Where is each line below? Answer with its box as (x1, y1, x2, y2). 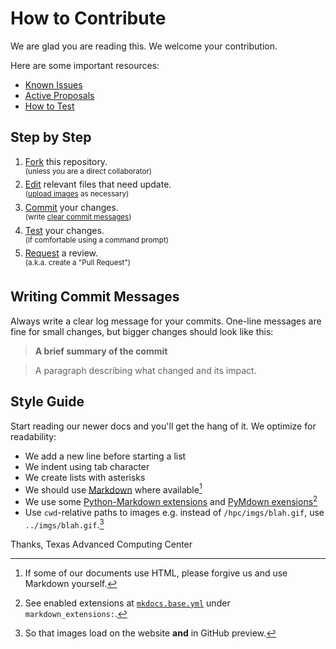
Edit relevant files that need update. (24, 178, 172, 191)
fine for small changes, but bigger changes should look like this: (10, 325, 274, 337)
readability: (10, 430, 57, 442)
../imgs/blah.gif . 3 (24, 517, 105, 531)
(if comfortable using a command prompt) (24, 235, 169, 245)
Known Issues (24, 78, 83, 91)
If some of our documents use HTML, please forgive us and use (24, 567, 288, 579)
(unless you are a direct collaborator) (24, 166, 153, 176)
